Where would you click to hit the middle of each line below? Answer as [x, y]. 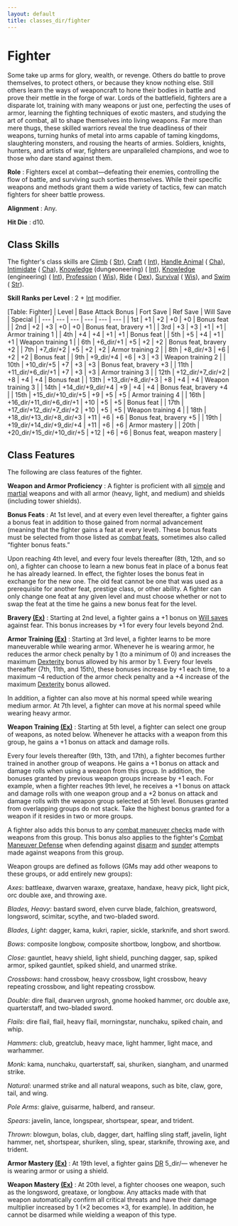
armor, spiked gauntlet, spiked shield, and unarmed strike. [92, 965]
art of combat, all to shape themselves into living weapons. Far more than [115, 121]
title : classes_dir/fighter [49, 21]
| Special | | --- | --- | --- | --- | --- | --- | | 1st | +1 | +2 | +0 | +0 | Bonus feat [118, 320]
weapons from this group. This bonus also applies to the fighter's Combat [115, 837]
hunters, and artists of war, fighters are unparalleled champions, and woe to [118, 151]
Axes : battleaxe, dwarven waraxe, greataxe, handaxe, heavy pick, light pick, [118, 888]
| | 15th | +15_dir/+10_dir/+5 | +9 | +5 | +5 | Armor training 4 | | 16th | [106, 395]
